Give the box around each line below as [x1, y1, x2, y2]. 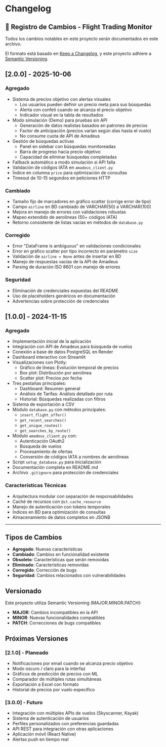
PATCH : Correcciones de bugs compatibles [12, 620, 101, 626]
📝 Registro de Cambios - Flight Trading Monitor [5, 23, 153, 31]
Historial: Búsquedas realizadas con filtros [19, 396, 106, 402]
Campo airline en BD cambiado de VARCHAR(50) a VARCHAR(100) [12, 204, 152, 209]
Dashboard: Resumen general [19, 386, 81, 392]
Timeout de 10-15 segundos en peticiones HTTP [12, 175, 111, 181]
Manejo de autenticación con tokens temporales [12, 503, 111, 509]
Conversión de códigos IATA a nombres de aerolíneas [19, 454, 129, 460]
